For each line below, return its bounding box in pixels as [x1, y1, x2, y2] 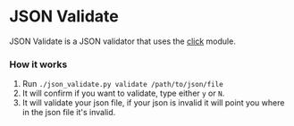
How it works [9, 58, 68, 71]
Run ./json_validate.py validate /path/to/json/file [21, 79, 223, 89]
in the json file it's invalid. [21, 107, 116, 118]
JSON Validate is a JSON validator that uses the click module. [9, 36, 237, 46]
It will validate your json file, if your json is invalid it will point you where [21, 97, 285, 108]
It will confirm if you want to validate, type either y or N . [21, 88, 225, 99]
